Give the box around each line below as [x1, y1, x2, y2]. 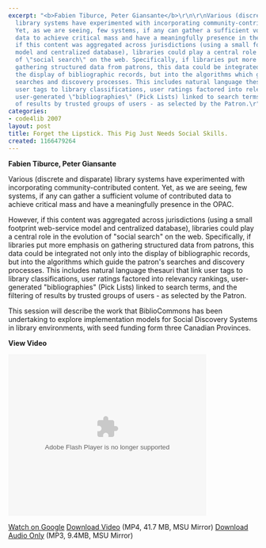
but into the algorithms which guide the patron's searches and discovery [8, 257, 245, 266]
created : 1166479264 [8, 136, 77, 145]
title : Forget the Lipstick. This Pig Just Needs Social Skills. [8, 129, 228, 137]
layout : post [8, 122, 51, 130]
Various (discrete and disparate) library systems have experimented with [8, 174, 245, 183]
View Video [8, 338, 47, 347]
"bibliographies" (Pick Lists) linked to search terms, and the [43, 282, 237, 292]
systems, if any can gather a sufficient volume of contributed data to [8, 191, 232, 201]
